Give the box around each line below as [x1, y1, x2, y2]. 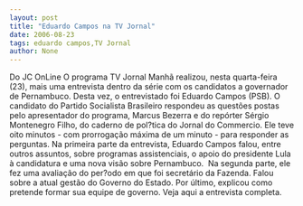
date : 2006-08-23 [9, 30, 75, 39]
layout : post [9, 13, 59, 23]
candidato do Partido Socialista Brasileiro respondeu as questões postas [9, 100, 280, 111]
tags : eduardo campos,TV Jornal [9, 38, 131, 48]
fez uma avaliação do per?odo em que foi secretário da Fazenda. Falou [9, 168, 274, 179]
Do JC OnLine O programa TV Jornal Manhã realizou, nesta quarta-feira [9, 71, 278, 82]
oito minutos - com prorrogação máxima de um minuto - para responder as [9, 129, 289, 140]
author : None [9, 47, 59, 56]
